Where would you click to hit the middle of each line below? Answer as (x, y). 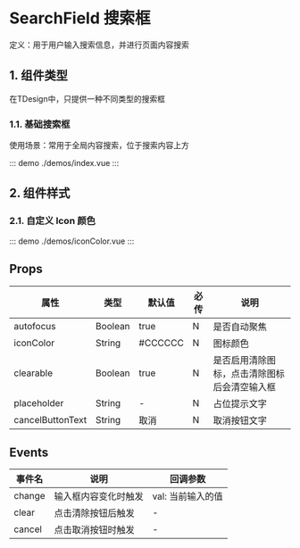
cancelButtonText (50, 419)
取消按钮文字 (240, 420)
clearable (33, 373)
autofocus (35, 326)
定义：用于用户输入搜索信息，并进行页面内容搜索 (99, 45)
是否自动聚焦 (240, 327)
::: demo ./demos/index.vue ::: (64, 163)
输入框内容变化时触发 (99, 496)
